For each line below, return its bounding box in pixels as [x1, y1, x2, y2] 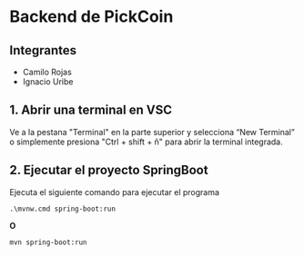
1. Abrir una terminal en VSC [9, 103, 173, 118]
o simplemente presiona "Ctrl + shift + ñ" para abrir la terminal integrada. [9, 136, 284, 147]
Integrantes [9, 43, 77, 58]
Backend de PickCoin [9, 6, 174, 27]
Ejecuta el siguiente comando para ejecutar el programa [9, 186, 220, 197]
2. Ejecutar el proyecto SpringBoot [9, 162, 208, 178]
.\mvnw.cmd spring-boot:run [9, 204, 117, 213]
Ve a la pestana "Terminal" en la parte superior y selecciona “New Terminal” [9, 126, 296, 137]
